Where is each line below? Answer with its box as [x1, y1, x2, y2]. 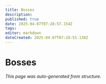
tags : [5, 26, 16, 31]
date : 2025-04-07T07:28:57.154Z [5, 21, 72, 26]
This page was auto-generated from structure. [5, 73, 101, 79]
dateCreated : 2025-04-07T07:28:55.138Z [5, 35, 88, 40]
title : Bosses [5, 7, 35, 12]
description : [5, 12, 32, 17]
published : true [5, 16, 39, 21]
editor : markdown [5, 30, 41, 35]
